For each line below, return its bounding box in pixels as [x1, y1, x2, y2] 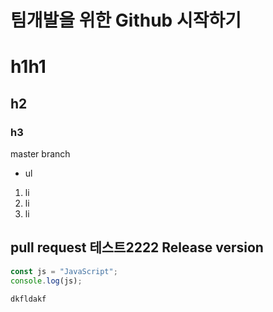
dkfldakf [10, 294, 47, 304]
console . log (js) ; [10, 276, 83, 286]
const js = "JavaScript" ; [10, 266, 118, 276]
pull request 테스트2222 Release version [10, 239, 264, 256]
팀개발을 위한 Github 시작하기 [10, 9, 242, 32]
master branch [10, 148, 71, 160]
